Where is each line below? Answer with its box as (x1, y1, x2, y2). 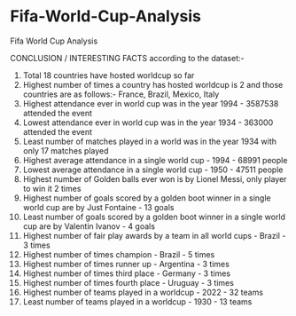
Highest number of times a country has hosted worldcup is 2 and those (22, 79, 284, 90)
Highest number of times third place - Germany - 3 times (22, 268, 231, 279)
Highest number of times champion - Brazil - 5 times (22, 249, 215, 259)
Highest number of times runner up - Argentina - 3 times (22, 258, 230, 269)
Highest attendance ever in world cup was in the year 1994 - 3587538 (22, 98, 279, 108)
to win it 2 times (22, 183, 82, 194)
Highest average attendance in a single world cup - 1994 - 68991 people (22, 154, 288, 165)
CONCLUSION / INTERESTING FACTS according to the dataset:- (10, 52, 245, 63)
